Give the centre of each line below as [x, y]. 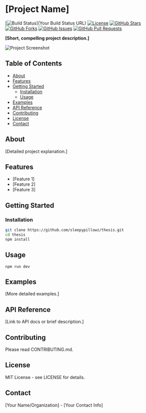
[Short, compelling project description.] [47, 38]
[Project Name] [37, 9]
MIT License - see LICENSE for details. [45, 377]
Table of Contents [34, 64]
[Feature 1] [23, 179]
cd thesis [15, 235]
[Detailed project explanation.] [36, 151]
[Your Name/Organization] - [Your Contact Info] [54, 405]
